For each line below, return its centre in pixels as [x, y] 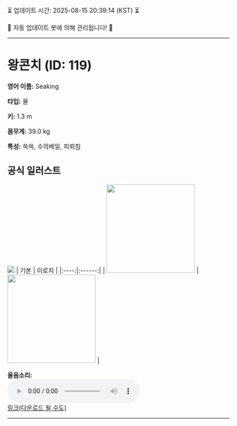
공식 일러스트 [34, 171]
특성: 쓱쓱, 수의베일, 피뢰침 [44, 146]
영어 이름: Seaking [33, 86]
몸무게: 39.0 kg [29, 131]
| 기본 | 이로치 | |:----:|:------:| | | [107, 270]
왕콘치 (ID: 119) [50, 65]
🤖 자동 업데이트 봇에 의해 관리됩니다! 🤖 [60, 28]
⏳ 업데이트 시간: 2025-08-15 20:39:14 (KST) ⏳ [73, 10]
